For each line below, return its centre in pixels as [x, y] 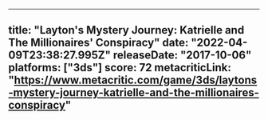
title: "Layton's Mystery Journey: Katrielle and [126, 30]
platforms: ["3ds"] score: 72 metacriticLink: [120, 68]
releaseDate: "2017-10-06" [182, 56]
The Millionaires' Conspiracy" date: [99, 43]
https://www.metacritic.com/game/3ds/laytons [136, 80]
